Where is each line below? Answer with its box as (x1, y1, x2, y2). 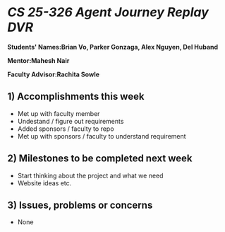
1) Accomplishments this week (7, 91, 145, 103)
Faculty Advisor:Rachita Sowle (7, 70, 100, 79)
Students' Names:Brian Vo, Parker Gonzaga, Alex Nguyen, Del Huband (7, 42, 219, 51)
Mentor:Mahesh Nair (7, 56, 70, 64)
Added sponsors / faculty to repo (17, 124, 114, 133)
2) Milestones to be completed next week (7, 153, 193, 165)
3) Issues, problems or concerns (7, 199, 153, 211)
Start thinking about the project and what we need (17, 171, 164, 180)
